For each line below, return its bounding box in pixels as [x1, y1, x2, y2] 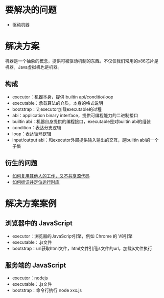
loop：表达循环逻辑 [12, 131, 51, 137]
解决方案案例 [5, 198, 57, 209]
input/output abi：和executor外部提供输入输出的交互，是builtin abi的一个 [12, 137, 159, 143]
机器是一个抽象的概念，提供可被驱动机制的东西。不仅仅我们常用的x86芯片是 [5, 58, 159, 64]
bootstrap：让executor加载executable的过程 [12, 106, 102, 112]
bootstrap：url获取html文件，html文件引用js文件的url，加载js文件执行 [12, 245, 153, 251]
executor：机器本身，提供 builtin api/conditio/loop [12, 94, 114, 100]
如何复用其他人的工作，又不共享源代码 [12, 173, 90, 179]
